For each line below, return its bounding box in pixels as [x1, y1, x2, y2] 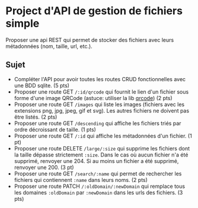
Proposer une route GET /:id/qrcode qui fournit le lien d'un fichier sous [14, 88, 189, 95]
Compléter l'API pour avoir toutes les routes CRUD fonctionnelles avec [14, 75, 186, 82]
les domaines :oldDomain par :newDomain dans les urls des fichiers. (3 [14, 188, 183, 196]
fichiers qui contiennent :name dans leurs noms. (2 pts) [14, 176, 148, 183]
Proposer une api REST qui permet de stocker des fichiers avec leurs [5, 36, 174, 43]
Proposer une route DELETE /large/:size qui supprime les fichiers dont [14, 145, 190, 152]
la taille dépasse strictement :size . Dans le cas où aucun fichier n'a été [14, 151, 189, 158]
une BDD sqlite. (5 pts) [14, 82, 69, 89]
